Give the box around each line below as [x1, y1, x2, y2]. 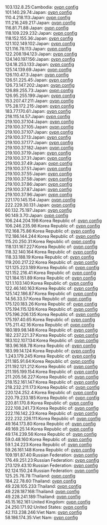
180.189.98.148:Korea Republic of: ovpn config [5, 327, 98, 333]
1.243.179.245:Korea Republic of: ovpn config [5, 353, 96, 359]
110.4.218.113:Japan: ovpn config [5, 15, 71, 20]
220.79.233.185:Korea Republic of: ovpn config [5, 395, 100, 400]
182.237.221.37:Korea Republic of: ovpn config [5, 332, 99, 338]
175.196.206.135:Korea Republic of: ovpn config [5, 311, 100, 317]
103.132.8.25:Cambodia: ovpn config [5, 4, 79, 10]
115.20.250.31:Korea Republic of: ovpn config [5, 239, 96, 244]
